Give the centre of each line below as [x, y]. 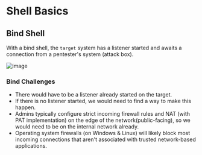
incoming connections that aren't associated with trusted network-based [105, 139]
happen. [25, 107]
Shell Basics [37, 11]
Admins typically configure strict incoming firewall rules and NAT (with [103, 114]
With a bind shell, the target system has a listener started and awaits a [94, 48]
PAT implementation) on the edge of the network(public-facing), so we [103, 120]
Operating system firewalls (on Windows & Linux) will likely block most [103, 133]
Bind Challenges [31, 81]
